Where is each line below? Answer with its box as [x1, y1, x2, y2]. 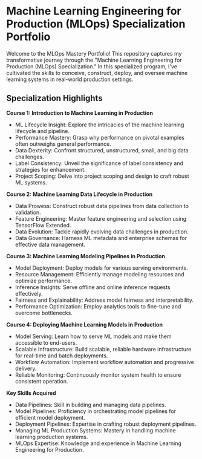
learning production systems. [15, 433, 88, 440]
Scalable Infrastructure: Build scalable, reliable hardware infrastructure [15, 345, 192, 353]
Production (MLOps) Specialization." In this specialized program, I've [6, 62, 177, 70]
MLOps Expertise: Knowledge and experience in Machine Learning [15, 440, 181, 447]
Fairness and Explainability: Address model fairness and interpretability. [15, 296, 194, 304]
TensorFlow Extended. [15, 221, 71, 229]
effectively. [15, 290, 43, 297]
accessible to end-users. [15, 339, 77, 346]
